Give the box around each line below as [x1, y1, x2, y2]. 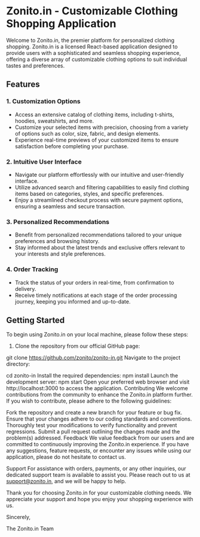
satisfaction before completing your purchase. [14, 142, 129, 150]
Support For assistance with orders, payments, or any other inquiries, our [6, 465, 186, 472]
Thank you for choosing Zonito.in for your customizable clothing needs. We [6, 489, 192, 496]
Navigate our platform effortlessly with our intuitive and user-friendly [14, 171, 184, 178]
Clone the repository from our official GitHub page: [14, 342, 140, 350]
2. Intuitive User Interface [6, 157, 82, 165]
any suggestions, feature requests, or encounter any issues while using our [6, 447, 192, 455]
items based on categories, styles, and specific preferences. [14, 190, 164, 197]
